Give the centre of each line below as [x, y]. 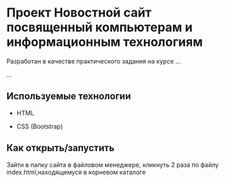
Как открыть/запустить [60, 148]
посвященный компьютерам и [100, 27]
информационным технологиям [105, 42]
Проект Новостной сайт [79, 13]
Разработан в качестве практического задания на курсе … [94, 61]
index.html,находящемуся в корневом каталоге [76, 172]
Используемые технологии [69, 96]
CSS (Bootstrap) [40, 126]
